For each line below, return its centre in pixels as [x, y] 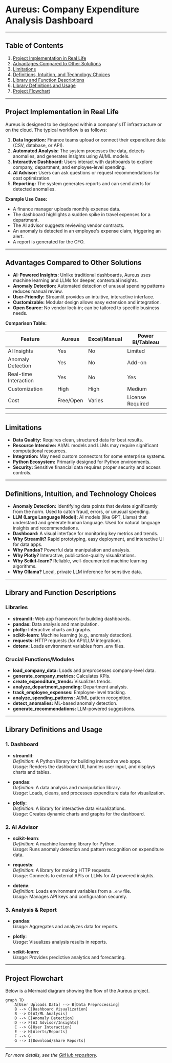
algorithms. [25, 566]
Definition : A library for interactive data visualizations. [69, 808]
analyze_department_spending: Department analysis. [70, 687]
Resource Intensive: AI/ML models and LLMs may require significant [85, 446]
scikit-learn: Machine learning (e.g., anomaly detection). [73, 635]
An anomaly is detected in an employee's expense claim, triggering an [87, 231]
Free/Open [70, 401]
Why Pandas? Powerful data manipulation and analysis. [72, 550]
